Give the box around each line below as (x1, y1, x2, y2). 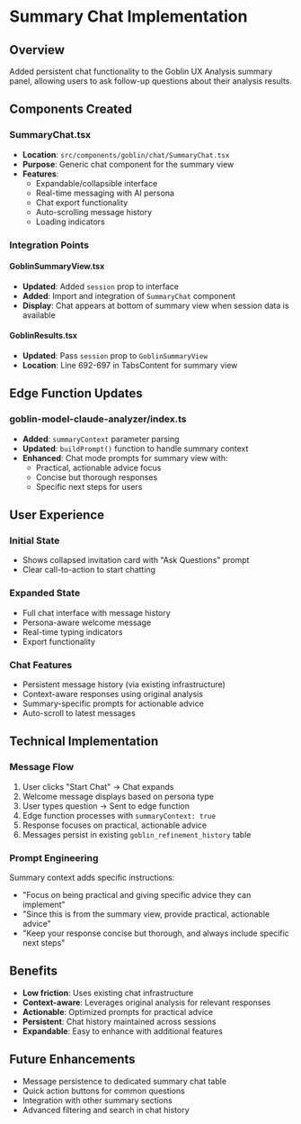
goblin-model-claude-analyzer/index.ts (9, 412, 187, 425)
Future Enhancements (9, 1052, 137, 1067)
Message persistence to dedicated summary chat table (22, 1075, 227, 1086)
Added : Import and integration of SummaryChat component (22, 290, 236, 301)
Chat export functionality (35, 196, 128, 208)
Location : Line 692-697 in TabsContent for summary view (22, 360, 238, 371)
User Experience (9, 507, 105, 523)
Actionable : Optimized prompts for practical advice (22, 1006, 214, 1017)
